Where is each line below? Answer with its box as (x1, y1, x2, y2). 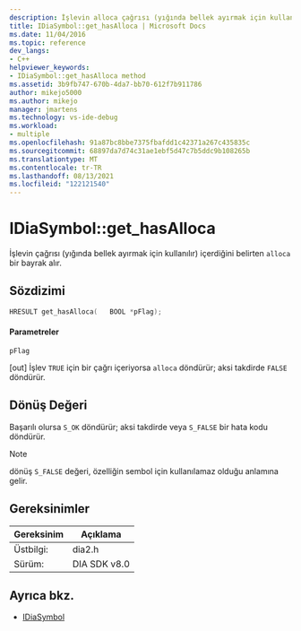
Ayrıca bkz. (9, 588, 74, 603)
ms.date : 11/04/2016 (9, 30, 87, 39)
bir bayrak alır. (9, 257, 63, 269)
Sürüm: (13, 558, 45, 570)
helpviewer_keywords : (9, 64, 90, 73)
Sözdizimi (9, 283, 65, 298)
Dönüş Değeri (9, 398, 88, 413)
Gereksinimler (9, 501, 90, 516)
